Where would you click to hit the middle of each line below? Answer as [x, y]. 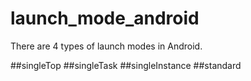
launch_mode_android [105, 18]
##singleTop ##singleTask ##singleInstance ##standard [126, 65]
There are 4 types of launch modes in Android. [106, 46]
